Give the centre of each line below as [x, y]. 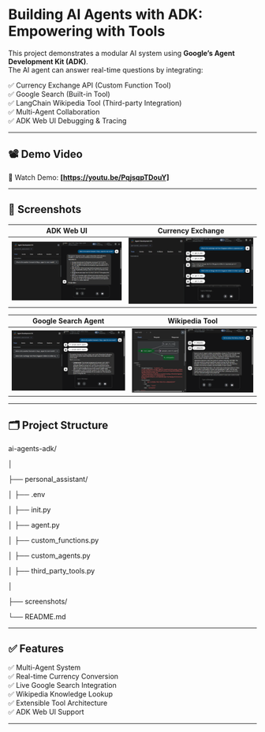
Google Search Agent [69, 321]
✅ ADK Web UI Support [46, 712]
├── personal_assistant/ [48, 479]
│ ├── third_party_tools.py [52, 570]
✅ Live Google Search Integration [62, 685]
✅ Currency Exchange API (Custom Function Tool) [90, 85]
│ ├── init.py [30, 510]
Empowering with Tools [87, 31]
